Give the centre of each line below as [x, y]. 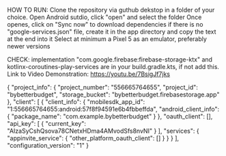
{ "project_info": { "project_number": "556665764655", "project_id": [102, 87]
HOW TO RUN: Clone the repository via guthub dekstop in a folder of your [111, 10]
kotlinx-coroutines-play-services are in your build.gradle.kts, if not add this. [113, 67]
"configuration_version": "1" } [48, 145]
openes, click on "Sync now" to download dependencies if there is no [105, 24]
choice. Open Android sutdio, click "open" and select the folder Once [104, 17]
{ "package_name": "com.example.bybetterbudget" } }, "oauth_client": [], [110, 116]
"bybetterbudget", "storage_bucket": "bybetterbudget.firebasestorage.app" [113, 94]
